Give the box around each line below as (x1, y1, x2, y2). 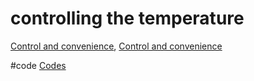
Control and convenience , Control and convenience (10, 40, 223, 52)
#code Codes (10, 59, 67, 71)
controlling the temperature (10, 7, 245, 30)
